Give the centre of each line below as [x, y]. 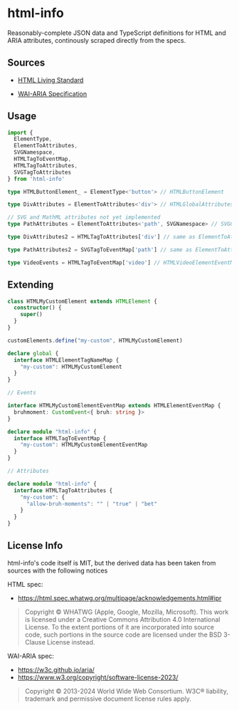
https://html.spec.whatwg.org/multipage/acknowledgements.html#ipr [119, 598]
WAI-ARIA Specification [52, 93]
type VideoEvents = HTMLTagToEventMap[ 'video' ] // [84, 262]
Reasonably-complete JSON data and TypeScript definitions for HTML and [117, 33]
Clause [35, 642]
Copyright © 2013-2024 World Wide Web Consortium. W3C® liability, [127, 691]
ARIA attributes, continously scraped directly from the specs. [97, 40]
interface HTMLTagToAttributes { [63, 490]
